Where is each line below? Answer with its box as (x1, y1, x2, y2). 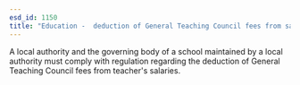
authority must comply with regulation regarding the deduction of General (9, 55, 280, 66)
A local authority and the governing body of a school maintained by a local (9, 46, 283, 56)
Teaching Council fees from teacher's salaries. (9, 64, 181, 76)
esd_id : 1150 (9, 13, 58, 22)
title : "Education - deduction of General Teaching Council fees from (9, 21, 281, 30)
